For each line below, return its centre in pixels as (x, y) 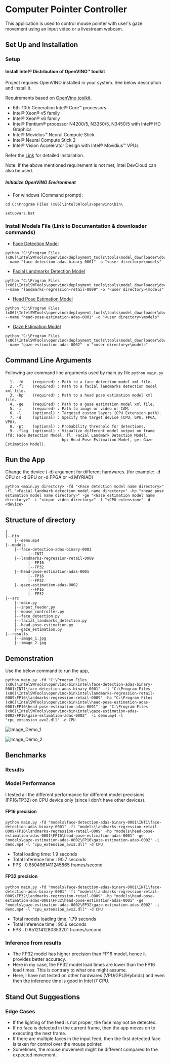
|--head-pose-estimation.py (44, 625)
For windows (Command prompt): (48, 195)
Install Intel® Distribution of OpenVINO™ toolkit (55, 71)
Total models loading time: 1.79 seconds (54, 919)
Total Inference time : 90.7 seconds (49, 859)
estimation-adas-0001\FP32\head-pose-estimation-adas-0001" (70, 900)
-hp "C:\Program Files (129, 697)
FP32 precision (22, 876)
